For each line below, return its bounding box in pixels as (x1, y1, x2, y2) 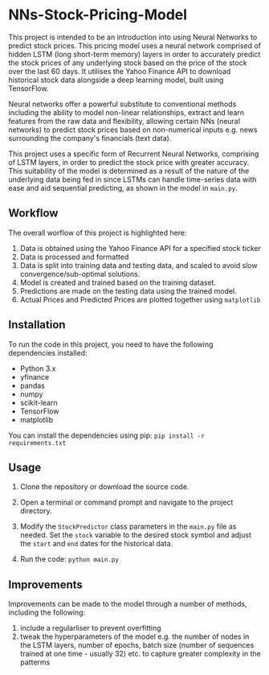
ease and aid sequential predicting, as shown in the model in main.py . (8, 183, 238, 192)
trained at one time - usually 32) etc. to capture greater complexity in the (19, 649, 261, 659)
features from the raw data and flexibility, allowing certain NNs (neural (8, 116, 241, 126)
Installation (8, 318, 66, 331)
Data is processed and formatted (19, 252, 129, 261)
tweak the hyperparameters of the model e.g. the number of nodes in (19, 632, 250, 641)
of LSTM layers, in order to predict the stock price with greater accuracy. (8, 157, 250, 167)
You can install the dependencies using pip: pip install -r (8, 430, 205, 440)
